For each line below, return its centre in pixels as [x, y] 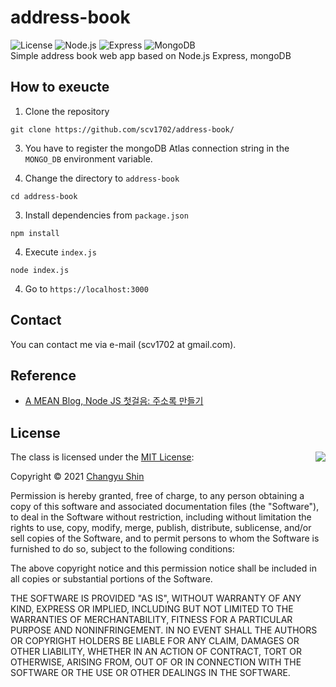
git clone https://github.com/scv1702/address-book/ [122, 129]
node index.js [40, 270]
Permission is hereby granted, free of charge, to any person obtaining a [157, 496]
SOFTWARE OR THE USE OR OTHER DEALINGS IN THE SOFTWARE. [150, 673]
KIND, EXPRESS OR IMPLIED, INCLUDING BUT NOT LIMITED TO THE [152, 609]
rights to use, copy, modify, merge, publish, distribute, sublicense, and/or [161, 528]
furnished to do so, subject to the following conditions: [122, 549]
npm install [35, 233]
